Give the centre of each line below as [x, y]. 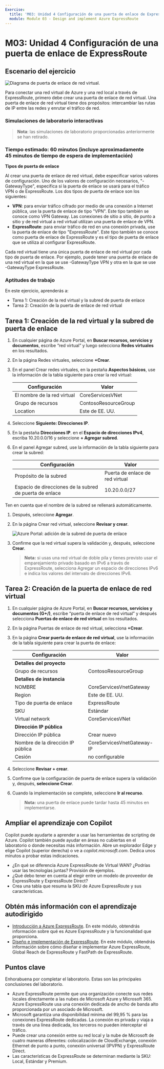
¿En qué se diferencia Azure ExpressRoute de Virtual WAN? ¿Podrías [81, 865]
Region [22, 695]
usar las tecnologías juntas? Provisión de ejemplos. [63, 870]
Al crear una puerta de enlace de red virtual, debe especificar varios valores [82, 175]
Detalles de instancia [40, 679]
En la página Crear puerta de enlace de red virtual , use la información [83, 637]
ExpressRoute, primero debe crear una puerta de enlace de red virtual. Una [81, 98]
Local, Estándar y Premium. [40, 1061]
